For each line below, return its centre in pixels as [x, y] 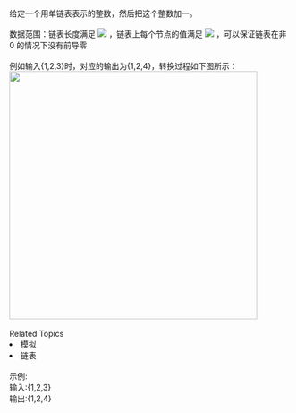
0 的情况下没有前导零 [48, 45]
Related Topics [37, 333]
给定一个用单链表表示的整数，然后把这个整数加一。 [103, 13]
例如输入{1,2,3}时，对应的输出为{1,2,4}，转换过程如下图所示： [123, 66]
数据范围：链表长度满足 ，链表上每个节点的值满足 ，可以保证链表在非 [148, 34]
